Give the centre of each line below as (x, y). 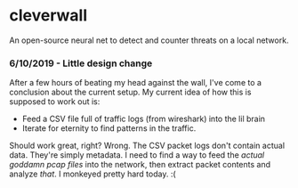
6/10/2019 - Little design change (81, 63)
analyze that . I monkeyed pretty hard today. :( (93, 174)
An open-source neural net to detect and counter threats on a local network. (149, 40)
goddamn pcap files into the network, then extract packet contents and (140, 165)
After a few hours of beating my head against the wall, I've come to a (136, 83)
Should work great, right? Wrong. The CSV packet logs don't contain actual (147, 146)
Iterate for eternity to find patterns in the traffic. (109, 128)
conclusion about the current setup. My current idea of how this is (130, 92)
